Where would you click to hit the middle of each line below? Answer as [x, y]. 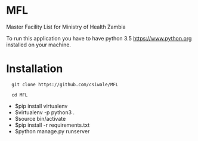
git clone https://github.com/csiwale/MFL [65, 84]
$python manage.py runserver [52, 131]
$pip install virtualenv [41, 106]
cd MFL [20, 95]
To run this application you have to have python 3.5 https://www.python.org [99, 38]
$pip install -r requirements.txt [52, 125]
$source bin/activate [40, 118]
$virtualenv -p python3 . [45, 112]
